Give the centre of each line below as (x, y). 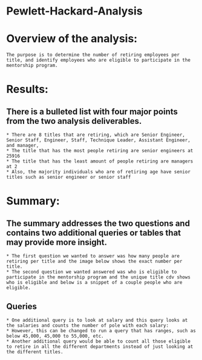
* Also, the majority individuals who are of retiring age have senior (98, 172)
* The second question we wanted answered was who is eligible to (92, 272)
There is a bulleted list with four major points (92, 111)
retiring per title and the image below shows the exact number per (94, 262)
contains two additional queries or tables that (94, 233)
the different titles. (35, 352)
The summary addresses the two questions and (98, 223)
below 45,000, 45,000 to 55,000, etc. (55, 336)
